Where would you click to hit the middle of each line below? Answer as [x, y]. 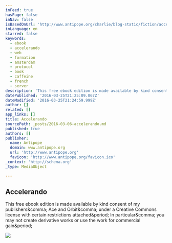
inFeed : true [19, 10]
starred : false [21, 34]
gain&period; [19, 226]
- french [19, 81]
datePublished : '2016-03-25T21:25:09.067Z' [52, 95]
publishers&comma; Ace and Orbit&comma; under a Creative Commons [81, 209]
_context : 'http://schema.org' [39, 162]
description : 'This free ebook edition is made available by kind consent [87, 91]
